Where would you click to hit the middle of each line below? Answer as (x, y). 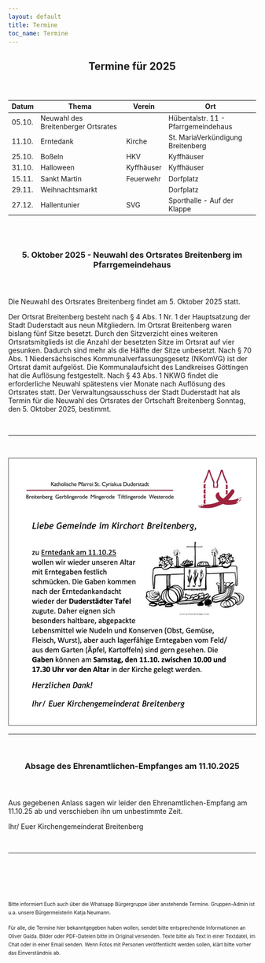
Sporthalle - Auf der (201, 200)
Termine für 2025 (132, 66)
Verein (144, 106)
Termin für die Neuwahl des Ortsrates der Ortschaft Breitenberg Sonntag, (127, 401)
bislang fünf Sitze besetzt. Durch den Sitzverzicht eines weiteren (113, 334)
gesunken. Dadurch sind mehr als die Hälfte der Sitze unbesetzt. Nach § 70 (130, 350)
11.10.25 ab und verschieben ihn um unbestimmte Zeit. (96, 811)
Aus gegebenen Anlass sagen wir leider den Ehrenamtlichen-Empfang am (128, 802)
